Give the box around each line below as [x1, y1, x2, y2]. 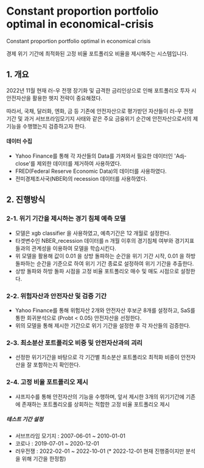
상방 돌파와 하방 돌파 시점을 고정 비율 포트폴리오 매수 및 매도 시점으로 [15, 267, 180, 274]
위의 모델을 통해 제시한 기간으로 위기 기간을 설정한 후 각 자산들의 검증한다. [15, 321, 191, 329]
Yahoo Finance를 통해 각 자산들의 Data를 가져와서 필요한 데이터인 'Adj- [15, 152, 187, 159]
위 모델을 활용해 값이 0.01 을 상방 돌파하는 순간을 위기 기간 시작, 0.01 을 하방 [15, 252, 196, 259]
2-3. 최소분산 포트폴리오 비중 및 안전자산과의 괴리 [6, 338, 143, 347]
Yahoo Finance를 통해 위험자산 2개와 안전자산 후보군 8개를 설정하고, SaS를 [15, 306, 196, 314]
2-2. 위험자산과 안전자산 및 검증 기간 [6, 292, 107, 300]
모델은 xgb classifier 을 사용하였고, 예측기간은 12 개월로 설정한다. [15, 229, 171, 237]
